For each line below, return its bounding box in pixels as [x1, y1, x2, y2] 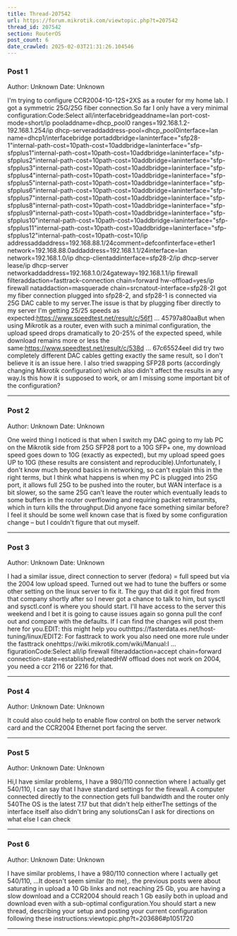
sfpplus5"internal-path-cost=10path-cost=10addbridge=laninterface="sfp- [7, 179, 226, 187]
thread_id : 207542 [7, 23, 61, 30]
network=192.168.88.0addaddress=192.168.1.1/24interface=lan [7, 247, 188, 255]
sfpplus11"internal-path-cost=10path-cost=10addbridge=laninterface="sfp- [7, 224, 227, 232]
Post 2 [7, 405, 30, 415]
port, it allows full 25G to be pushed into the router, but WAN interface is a [7, 480, 222, 489]
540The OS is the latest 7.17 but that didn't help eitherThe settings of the [7, 800, 217, 809]
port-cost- [180, 111, 210, 120]
